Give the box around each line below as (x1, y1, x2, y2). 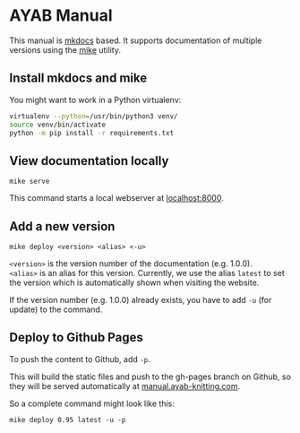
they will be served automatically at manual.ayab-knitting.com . (9, 380, 240, 391)
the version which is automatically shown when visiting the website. (9, 277, 260, 288)
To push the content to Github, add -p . (9, 353, 150, 364)
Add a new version (9, 219, 116, 234)
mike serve (9, 177, 50, 186)
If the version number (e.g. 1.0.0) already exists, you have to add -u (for (9, 295, 272, 305)
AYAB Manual (9, 5, 114, 26)
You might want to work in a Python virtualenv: (9, 94, 182, 105)
